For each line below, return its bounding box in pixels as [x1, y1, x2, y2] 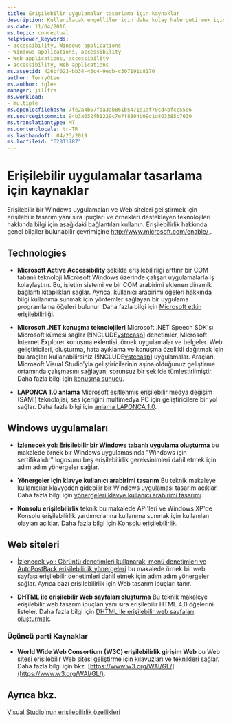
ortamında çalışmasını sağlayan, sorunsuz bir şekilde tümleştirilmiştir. [16, 367, 213, 375]
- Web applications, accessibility [7, 55, 109, 62]
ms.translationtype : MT [7, 119, 76, 126]
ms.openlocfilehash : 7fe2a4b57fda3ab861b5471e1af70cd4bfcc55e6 [7, 106, 192, 113]
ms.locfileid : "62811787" [7, 139, 81, 146]
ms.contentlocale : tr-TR [7, 126, 78, 132]
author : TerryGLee [7, 74, 60, 81]
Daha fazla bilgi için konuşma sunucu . [16, 374, 125, 383]
